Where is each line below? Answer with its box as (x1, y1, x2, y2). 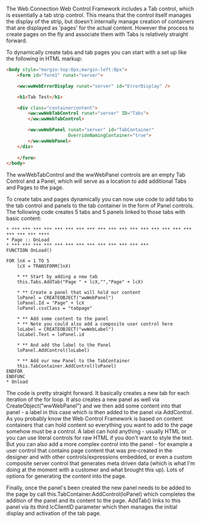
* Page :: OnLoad (6, 237, 50, 243)
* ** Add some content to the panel (17, 316, 109, 322)
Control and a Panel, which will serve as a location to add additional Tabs (6, 177, 187, 185)
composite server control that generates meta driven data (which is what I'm (6, 460, 196, 467)
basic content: (6, 215, 42, 222)
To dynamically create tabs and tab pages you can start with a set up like (6, 49, 187, 56)
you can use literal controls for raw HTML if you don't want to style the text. (6, 434, 193, 441)
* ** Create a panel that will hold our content (17, 290, 141, 296)
